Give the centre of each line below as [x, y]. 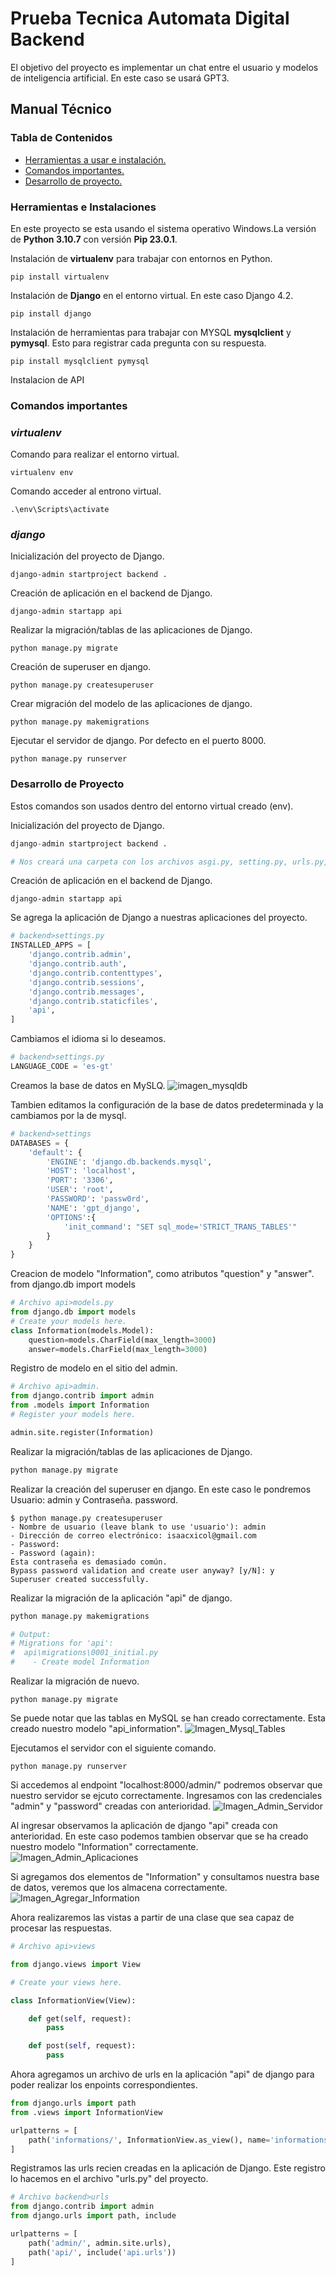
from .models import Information [80, 1405]
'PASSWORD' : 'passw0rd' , [98, 1199]
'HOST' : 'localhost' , [91, 1171]
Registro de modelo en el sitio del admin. [94, 1368]
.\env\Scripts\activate [60, 510]
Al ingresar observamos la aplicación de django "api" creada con [144, 1826]
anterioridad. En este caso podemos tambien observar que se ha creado [159, 1836]
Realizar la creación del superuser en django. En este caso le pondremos [161, 1489]
